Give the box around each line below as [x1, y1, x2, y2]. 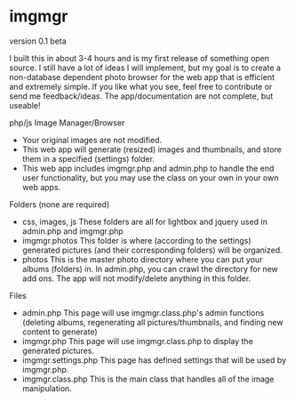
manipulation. [21, 382, 73, 393]
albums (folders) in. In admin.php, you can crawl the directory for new [21, 263, 278, 274]
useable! [9, 100, 41, 110]
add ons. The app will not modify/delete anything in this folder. [21, 273, 251, 284]
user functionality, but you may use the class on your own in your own [21, 172, 279, 183]
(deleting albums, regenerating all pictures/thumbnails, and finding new [21, 317, 283, 327]
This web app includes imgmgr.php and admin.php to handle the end [21, 163, 275, 173]
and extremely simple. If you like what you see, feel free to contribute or [9, 81, 273, 92]
